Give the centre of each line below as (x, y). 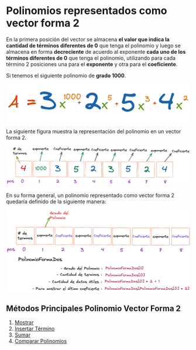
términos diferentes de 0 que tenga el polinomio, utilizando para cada (91, 58)
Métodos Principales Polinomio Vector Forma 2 (94, 308)
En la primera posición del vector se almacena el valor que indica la (88, 39)
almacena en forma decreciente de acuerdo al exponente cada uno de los (96, 51)
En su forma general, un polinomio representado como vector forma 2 (90, 195)
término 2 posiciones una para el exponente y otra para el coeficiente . (92, 64)
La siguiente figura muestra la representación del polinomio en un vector (94, 131)
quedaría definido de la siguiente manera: (56, 202)
